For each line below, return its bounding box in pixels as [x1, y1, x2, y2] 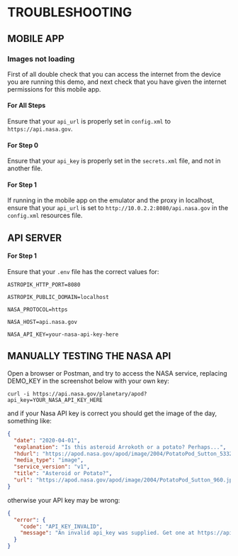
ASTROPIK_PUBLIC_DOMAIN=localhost [7, 294, 110, 301]
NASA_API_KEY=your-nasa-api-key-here [7, 331, 119, 338]
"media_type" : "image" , [13, 457, 84, 464]
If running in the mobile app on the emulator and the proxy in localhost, [7, 196, 215, 205]
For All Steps [7, 101, 46, 110]
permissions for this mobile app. [7, 85, 101, 93]
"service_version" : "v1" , [13, 463, 91, 471]
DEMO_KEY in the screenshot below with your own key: [7, 376, 170, 385]
